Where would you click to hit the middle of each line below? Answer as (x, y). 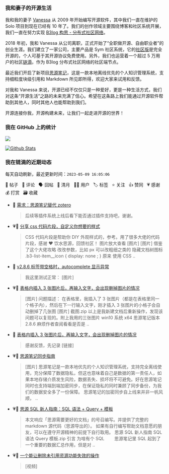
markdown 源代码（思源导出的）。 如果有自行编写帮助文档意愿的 (91, 426)
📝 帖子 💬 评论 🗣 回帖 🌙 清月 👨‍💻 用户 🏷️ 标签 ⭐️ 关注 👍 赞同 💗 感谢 (83, 184)
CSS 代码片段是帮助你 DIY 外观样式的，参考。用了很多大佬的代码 (92, 237)
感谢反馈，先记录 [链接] (49, 345)
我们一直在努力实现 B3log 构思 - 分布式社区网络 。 (57, 32)
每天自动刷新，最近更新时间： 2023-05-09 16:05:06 (58, 174)
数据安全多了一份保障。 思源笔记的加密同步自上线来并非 (92, 392)
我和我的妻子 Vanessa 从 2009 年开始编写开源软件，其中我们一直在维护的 (81, 20)
